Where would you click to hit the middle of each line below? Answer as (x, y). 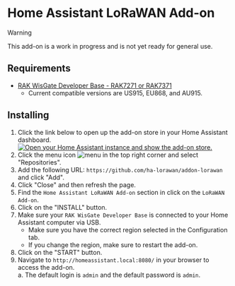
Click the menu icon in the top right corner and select (108, 155)
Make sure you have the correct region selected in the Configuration (128, 230)
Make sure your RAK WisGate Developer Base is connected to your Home (123, 215)
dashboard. (34, 140)
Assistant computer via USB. (59, 222)
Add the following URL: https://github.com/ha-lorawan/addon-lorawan (120, 169)
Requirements (39, 68)
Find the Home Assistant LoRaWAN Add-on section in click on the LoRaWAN (121, 192)
